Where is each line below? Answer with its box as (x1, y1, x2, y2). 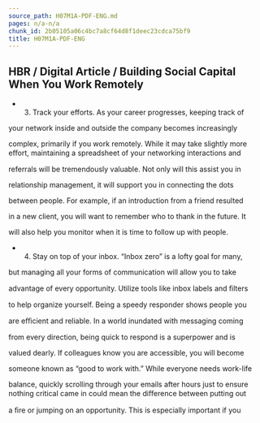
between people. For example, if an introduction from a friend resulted (8, 196, 244, 205)
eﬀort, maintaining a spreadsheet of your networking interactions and (8, 148, 241, 158)
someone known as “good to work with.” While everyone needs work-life (8, 364, 253, 373)
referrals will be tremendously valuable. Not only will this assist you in (8, 164, 241, 175)
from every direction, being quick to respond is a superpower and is (8, 332, 236, 342)
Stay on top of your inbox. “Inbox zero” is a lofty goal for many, (32, 252, 243, 261)
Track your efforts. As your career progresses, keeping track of (32, 107, 245, 118)
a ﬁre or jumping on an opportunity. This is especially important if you (8, 405, 241, 415)
